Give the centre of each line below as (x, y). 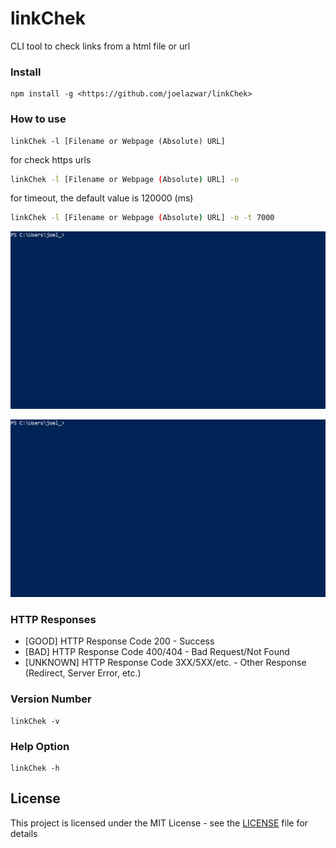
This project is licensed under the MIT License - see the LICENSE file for (159, 823)
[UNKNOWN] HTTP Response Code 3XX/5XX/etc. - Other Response (165, 663)
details (24, 833)
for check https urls (51, 159)
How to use (38, 119)
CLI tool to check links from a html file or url (100, 46)
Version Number (51, 699)
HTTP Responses (53, 620)
